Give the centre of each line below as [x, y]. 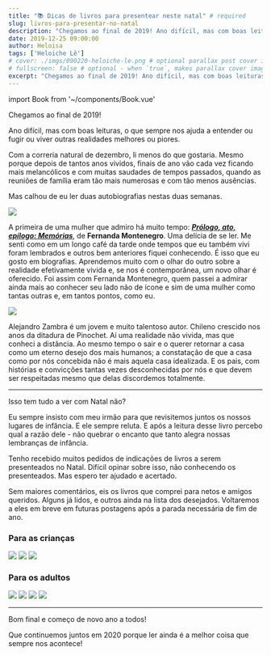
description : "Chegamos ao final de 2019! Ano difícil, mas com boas [128, 31]
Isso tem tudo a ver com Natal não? [67, 401]
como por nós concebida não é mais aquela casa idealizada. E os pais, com [134, 361]
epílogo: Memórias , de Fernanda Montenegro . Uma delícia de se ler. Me [130, 235]
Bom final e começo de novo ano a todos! [77, 619]
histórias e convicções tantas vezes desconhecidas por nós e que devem [130, 370]
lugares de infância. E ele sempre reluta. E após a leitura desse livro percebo [135, 425]
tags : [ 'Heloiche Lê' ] [46, 53]
